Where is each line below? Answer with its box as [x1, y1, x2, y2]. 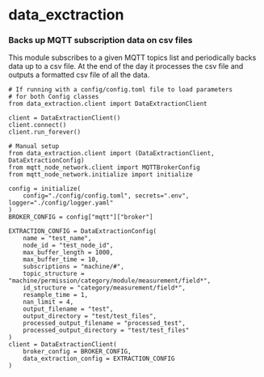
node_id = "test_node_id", [23, 241, 114, 250]
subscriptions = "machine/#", [23, 263, 125, 271]
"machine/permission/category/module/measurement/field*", [8, 277, 212, 285]
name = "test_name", [23, 235, 92, 243]
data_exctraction [8, 6, 124, 24]
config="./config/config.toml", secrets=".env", [23, 192, 190, 200]
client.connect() [8, 121, 67, 129]
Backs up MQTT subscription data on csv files [8, 35, 193, 46]
